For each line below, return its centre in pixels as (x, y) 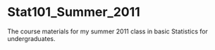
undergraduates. (31, 38)
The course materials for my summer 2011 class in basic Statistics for (107, 31)
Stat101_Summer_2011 (74, 12)
